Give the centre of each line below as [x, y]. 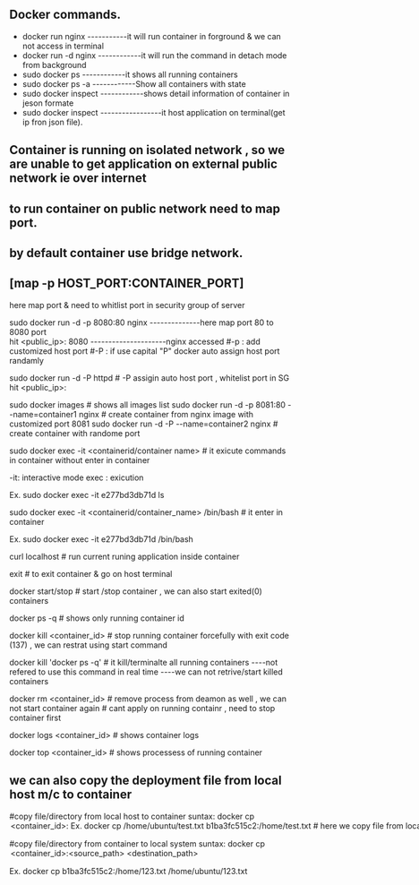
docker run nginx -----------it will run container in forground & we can [152, 36]
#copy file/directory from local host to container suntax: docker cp [132, 816]
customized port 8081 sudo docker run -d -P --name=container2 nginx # [144, 424]
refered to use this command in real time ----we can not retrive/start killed [146, 672]
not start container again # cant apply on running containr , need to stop [142, 708]
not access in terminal [63, 46]
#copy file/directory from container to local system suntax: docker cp [137, 843]
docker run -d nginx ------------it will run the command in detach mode [154, 55]
